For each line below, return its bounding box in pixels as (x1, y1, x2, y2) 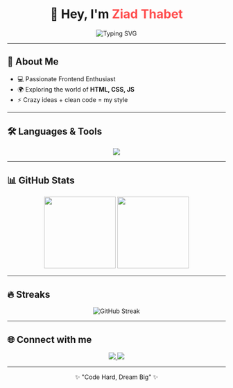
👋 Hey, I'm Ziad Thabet (49, 6, 184, 22)
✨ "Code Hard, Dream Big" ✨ (75, 373, 158, 381)
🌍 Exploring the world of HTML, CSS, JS (17, 85, 135, 93)
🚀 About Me (7, 56, 59, 68)
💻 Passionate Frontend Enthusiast (17, 74, 116, 83)
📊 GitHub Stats (7, 174, 75, 186)
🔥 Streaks (7, 288, 51, 301)
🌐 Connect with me (7, 333, 92, 346)
